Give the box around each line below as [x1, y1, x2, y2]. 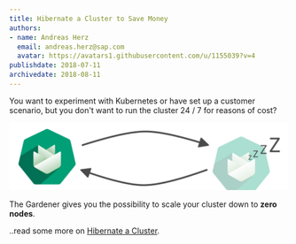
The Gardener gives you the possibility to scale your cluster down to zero [9, 199, 277, 210]
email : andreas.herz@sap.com [17, 42, 125, 51]
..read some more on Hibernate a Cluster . [9, 225, 160, 236]
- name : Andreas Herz [9, 33, 90, 42]
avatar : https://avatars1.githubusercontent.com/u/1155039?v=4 [17, 51, 255, 61]
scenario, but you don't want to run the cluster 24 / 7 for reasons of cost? [9, 104, 277, 115]
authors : [9, 23, 42, 33]
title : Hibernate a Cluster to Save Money [9, 14, 168, 23]
